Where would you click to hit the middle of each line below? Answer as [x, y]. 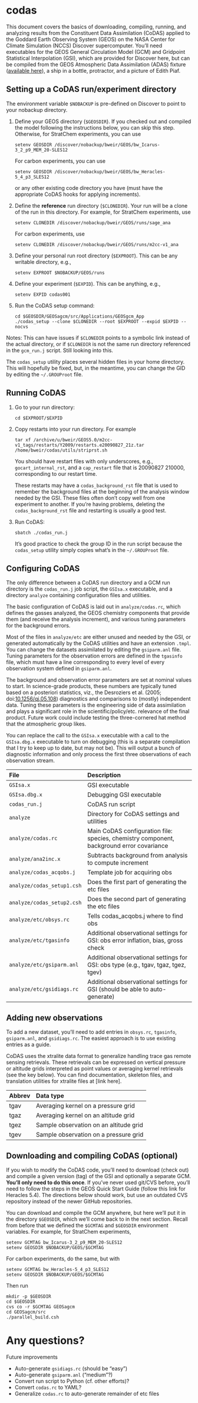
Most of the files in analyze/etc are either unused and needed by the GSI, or [99, 637]
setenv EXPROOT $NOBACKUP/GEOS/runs [60, 273]
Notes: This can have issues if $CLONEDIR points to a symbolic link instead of [98, 337]
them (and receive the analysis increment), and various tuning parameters [96, 620]
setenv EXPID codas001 [42, 294]
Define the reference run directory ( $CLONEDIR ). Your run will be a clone [101, 205]
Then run [17, 1286]
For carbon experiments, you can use [60, 161]
